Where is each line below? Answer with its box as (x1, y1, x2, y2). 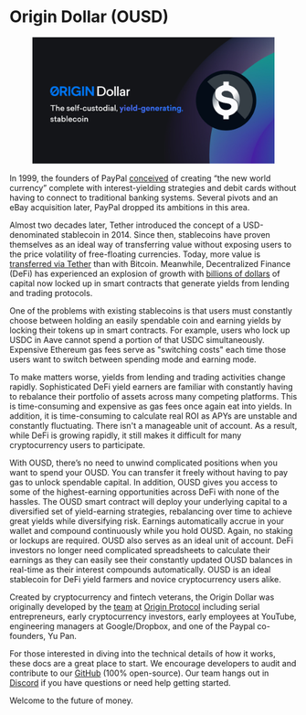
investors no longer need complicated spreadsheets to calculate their (9, 545, 271, 556)
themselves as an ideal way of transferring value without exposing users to (9, 240, 292, 251)
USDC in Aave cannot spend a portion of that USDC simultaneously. (9, 335, 265, 346)
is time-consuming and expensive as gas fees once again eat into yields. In (9, 400, 292, 412)
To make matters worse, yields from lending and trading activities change (9, 372, 286, 383)
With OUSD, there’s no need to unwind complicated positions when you (9, 457, 279, 468)
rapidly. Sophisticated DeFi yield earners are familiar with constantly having (9, 381, 294, 392)
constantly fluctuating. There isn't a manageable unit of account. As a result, (9, 421, 298, 432)
